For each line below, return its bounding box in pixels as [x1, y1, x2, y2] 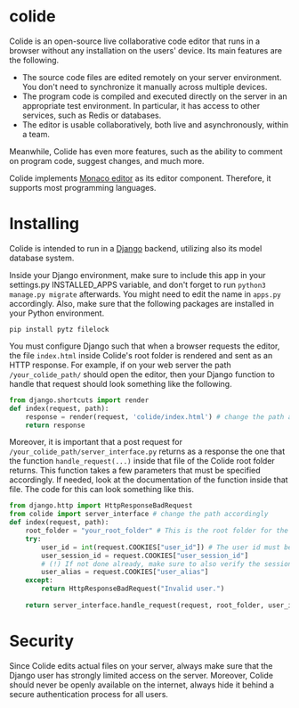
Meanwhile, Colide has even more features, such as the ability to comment [9, 145, 283, 157]
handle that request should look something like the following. [9, 378, 233, 389]
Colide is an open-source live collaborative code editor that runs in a [9, 36, 261, 46]
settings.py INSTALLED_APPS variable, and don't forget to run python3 [9, 279, 266, 290]
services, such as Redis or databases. [21, 110, 162, 120]
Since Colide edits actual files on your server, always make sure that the [9, 660, 273, 671]
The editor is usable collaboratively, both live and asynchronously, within [21, 119, 289, 130]
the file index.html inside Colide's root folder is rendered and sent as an [9, 350, 273, 360]
